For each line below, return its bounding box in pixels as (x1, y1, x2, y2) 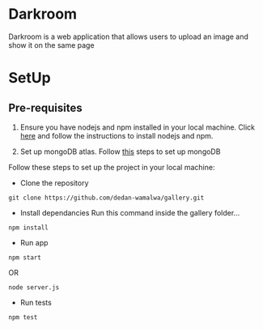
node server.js (8, 283, 60, 292)
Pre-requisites (8, 100, 83, 114)
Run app (19, 237, 49, 247)
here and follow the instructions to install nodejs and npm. (19, 130, 214, 140)
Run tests (19, 297, 53, 307)
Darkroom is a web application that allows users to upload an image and (8, 32, 249, 41)
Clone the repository (19, 177, 89, 187)
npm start (8, 253, 42, 262)
